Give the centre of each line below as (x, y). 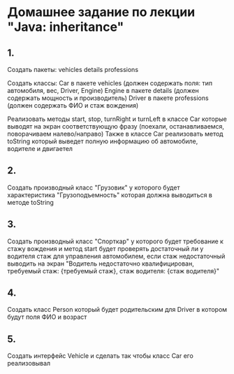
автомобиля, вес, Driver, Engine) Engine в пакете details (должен (103, 91)
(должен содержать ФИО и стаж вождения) (73, 105)
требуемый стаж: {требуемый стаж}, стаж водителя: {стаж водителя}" (114, 271)
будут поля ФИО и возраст (47, 317)
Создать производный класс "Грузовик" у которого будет (94, 187)
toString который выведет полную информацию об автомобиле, (103, 141)
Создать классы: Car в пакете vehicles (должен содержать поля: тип (110, 83)
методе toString (31, 202)
